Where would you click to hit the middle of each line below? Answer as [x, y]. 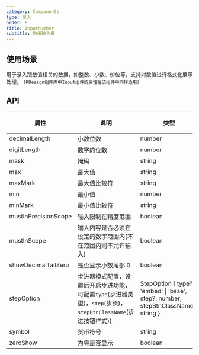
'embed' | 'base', [163, 291]
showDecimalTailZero [39, 265]
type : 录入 [19, 17]
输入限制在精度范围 [104, 217]
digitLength [25, 150]
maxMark [22, 183]
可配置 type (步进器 [102, 294]
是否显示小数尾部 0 [104, 265]
